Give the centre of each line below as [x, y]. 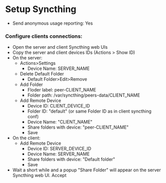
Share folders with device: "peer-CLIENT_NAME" [78, 127]
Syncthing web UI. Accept [39, 175]
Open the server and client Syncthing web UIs [60, 47]
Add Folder [31, 84]
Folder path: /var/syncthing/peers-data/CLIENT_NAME [84, 95]
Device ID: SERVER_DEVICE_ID [59, 149]
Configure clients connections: [44, 36]
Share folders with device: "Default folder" [71, 159]
